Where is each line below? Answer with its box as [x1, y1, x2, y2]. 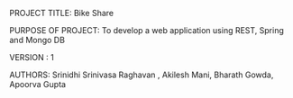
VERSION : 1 [9, 52, 54, 62]
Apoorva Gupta [9, 79, 66, 89]
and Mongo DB [9, 35, 66, 45]
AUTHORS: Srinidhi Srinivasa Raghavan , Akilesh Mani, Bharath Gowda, [9, 69, 274, 80]
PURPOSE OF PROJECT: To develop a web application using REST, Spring [9, 25, 284, 35]
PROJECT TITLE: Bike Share [9, 8, 114, 18]
